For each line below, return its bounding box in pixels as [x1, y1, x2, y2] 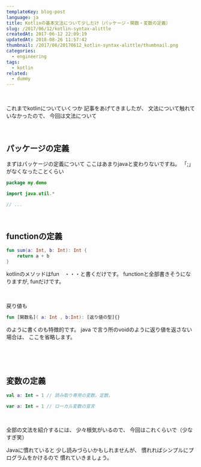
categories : [6, 48, 36, 54]
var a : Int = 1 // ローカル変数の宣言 [6, 403, 95, 409]
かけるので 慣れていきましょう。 [32, 454, 113, 462]
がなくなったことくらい [6, 168, 64, 175]
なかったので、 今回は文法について [11, 112, 97, 120]
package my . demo [6, 180, 47, 186]
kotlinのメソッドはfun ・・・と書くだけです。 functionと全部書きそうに [6, 270, 186, 277]
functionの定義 [6, 231, 63, 241]
